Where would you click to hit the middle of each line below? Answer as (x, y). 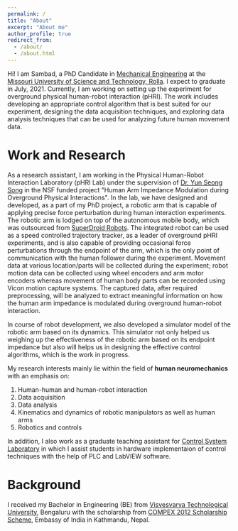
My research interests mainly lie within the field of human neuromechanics (118, 368)
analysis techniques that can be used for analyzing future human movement (119, 119)
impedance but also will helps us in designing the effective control (104, 347)
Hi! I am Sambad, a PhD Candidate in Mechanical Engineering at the (107, 73)
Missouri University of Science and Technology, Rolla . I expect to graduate (117, 81)
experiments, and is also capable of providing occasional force (99, 243)
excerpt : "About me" (38, 27)
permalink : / (27, 14)
